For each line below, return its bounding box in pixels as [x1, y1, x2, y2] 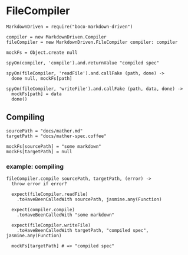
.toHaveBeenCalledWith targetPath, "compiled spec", [17, 228, 149, 234]
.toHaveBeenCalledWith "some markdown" [17, 212, 115, 218]
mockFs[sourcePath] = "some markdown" [6, 143, 101, 149]
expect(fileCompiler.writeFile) [11, 222, 91, 228]
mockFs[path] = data [11, 91, 62, 97]
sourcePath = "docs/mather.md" [6, 128, 83, 134]
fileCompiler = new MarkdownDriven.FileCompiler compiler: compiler [6, 39, 178, 45]
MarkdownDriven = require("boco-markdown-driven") [6, 24, 133, 30]
